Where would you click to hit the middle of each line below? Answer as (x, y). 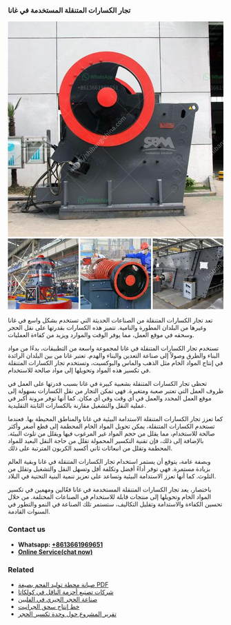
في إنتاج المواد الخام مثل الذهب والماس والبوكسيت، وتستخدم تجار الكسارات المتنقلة (115, 363)
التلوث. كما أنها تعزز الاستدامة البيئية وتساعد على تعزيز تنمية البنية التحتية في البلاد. (112, 476)
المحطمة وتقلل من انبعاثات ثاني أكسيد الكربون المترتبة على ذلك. (90, 448)
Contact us (27, 529)
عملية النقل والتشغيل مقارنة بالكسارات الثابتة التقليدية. (77, 406)
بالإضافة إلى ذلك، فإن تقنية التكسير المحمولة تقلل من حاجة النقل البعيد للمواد (106, 441)
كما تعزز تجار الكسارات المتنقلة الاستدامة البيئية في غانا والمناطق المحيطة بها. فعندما (115, 419)
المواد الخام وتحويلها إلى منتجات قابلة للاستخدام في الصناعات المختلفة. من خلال (110, 497)
